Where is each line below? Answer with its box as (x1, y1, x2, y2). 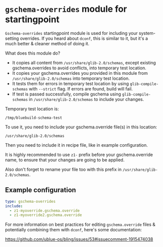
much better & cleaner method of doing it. (5, 40, 90, 46)
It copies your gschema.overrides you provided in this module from (12, 70, 148, 76)
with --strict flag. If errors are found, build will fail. (28, 86, 133, 92)
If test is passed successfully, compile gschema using (12, 91, 121, 97)
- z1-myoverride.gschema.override (9, 208, 80, 213)
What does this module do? (5, 50, 60, 56)
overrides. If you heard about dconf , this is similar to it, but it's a (20, 35, 148, 41)
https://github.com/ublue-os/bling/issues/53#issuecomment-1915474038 (5, 236, 153, 242)
